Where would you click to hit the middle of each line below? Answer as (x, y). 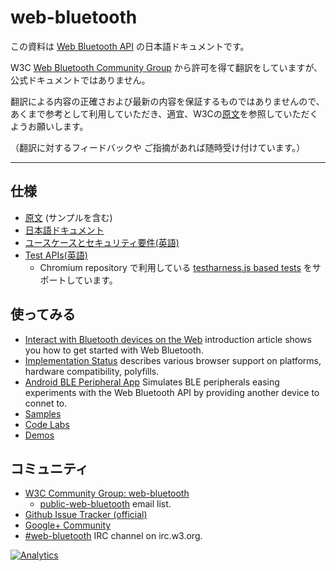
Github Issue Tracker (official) (86, 515)
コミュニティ (49, 468)
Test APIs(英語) (56, 255)
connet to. (46, 403)
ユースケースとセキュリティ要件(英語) (102, 242)
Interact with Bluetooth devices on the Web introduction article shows (168, 339)
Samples (43, 413)
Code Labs (47, 424)
